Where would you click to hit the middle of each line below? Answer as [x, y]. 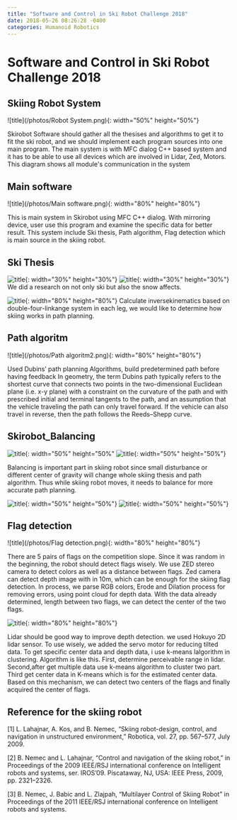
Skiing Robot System [54, 103]
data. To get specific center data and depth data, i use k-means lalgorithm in [119, 652]
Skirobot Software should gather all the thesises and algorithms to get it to [116, 134]
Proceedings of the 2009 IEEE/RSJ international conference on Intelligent [114, 765]
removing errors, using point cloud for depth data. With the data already [112, 594]
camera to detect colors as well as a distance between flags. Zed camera [114, 572]
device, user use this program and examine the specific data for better [110, 225]
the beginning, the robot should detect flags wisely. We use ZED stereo [111, 564]
